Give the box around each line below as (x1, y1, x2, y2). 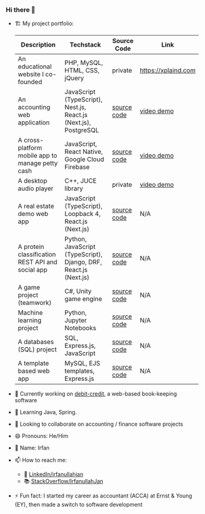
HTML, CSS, (64, 66, 100, 75)
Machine (17, 309, 43, 317)
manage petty (17, 159, 58, 167)
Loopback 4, (64, 210, 101, 218)
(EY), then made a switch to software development (14, 501, 143, 508)
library (64, 184, 83, 193)
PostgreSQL (64, 126, 99, 134)
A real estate (17, 202, 54, 210)
